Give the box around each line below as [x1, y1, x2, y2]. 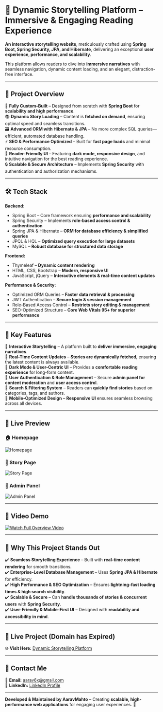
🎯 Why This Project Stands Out [5, 544, 100, 552]
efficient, [5, 133, 23, 139]
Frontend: [5, 253, 26, 258]
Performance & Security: [5, 282, 56, 288]
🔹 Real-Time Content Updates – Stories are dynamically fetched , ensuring [5, 354, 156, 360]
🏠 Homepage [5, 434, 39, 441]
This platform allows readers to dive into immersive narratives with [5, 61, 140, 67]
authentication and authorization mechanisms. [5, 168, 98, 174]
